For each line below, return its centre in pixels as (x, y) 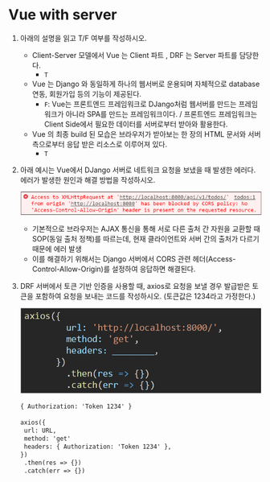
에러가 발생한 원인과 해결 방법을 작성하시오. (88, 179)
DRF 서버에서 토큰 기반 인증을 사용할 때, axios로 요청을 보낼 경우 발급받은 (135, 286)
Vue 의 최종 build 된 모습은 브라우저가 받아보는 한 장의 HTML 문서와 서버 (146, 134)
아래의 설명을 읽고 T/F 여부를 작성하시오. (83, 38)
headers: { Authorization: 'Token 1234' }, (98, 447)
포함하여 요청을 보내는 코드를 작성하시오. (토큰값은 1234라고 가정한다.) (145, 296)
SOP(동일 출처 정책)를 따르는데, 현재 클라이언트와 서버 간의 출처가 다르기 (145, 239)
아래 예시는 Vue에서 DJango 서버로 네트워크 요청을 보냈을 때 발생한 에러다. (138, 170)
